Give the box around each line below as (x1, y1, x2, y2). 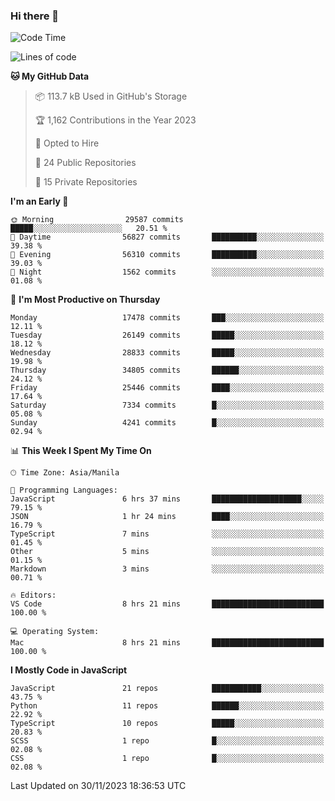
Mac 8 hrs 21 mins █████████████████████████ (10, 638, 325, 648)
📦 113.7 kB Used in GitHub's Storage (34, 90, 188, 103)
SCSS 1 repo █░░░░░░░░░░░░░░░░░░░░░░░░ (10, 736, 325, 746)
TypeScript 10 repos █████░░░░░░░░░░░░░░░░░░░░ (10, 719, 325, 729)
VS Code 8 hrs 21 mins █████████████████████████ (10, 599, 325, 609)
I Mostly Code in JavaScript (10, 664, 128, 676)
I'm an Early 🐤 (10, 195, 69, 208)
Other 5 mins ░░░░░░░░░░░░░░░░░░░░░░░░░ (10, 547, 325, 557)
